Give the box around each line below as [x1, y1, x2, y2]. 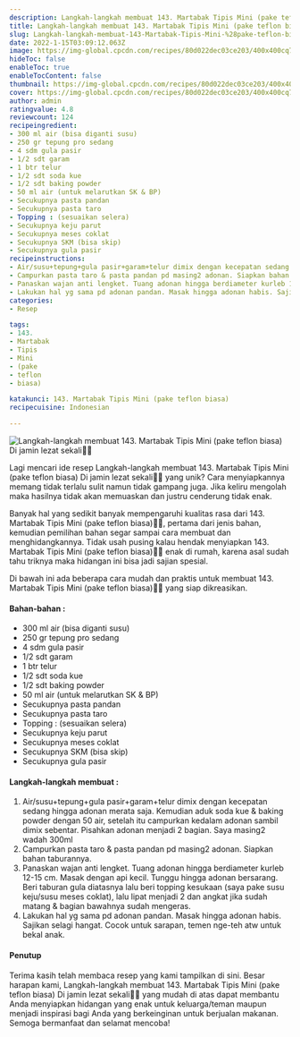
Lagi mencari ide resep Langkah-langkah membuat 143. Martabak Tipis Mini [9, 463, 289, 472]
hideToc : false [9, 55, 66, 64]
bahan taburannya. [21, 854, 92, 864]
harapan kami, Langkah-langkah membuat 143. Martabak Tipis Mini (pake [9, 979, 280, 990]
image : [9, 47, 34, 55]
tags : [9, 320, 29, 329]
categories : [9, 296, 54, 305]
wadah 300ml [21, 834, 73, 846]
